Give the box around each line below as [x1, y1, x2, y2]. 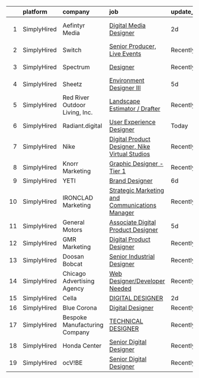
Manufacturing [62, 321, 104, 329]
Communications [109, 201, 157, 209]
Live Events [109, 50, 142, 58]
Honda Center [62, 342, 102, 349]
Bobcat [62, 260, 83, 268]
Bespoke [62, 313, 87, 322]
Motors [62, 226, 83, 234]
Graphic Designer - [109, 160, 164, 168]
